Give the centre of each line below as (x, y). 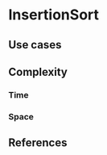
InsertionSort (53, 15)
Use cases (35, 45)
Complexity (38, 71)
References (38, 143)
